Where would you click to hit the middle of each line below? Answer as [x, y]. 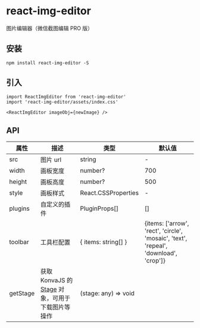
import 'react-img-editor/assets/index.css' [62, 102]
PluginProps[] [99, 208]
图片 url [51, 160]
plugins [19, 208]
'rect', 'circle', [164, 231]
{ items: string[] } [104, 242]
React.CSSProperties [109, 193]
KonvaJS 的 [57, 280]
